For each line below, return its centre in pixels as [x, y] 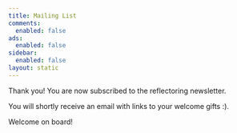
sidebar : [23, 53]
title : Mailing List [43, 16]
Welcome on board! [41, 122]
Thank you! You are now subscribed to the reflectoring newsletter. [117, 91]
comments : [25, 23]
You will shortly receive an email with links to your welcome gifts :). [119, 106]
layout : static [34, 68]
